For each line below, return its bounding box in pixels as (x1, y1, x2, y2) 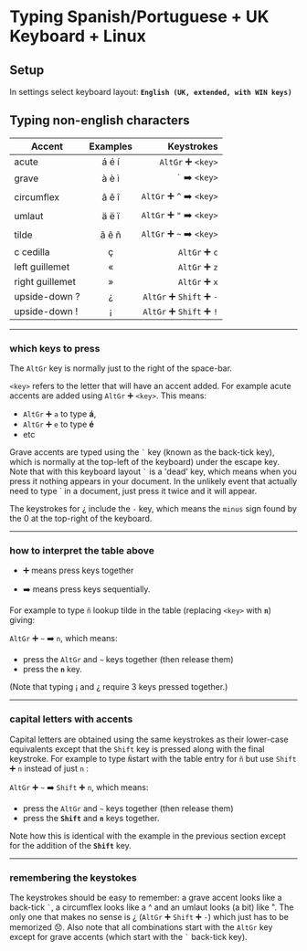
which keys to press (9, 342, 101, 354)
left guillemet (14, 260, 70, 273)
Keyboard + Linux (9, 26, 146, 47)
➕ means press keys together (22, 565, 134, 576)
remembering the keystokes (9, 871, 137, 883)
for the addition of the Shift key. (9, 840, 132, 851)
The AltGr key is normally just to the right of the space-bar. (9, 363, 233, 374)
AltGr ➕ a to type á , (22, 408, 97, 419)
